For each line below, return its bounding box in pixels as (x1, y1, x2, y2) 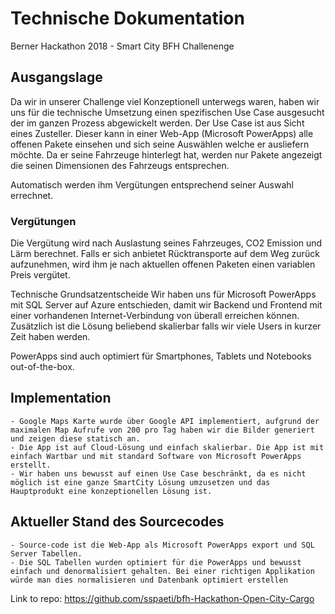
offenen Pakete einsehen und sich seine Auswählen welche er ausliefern (10, 138, 310, 150)
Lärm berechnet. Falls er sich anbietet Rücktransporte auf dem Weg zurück (10, 248, 320, 260)
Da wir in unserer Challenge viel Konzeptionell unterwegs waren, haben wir (10, 95, 320, 107)
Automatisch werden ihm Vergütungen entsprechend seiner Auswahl (10, 178, 294, 191)
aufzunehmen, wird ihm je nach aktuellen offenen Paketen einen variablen (10, 258, 316, 271)
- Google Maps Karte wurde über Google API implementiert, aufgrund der (10, 416, 320, 426)
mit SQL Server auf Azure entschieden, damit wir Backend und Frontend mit (10, 299, 323, 311)
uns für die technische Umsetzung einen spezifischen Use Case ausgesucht (10, 106, 325, 118)
